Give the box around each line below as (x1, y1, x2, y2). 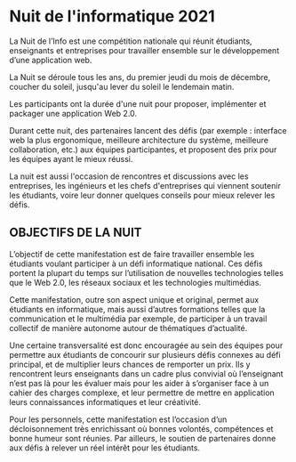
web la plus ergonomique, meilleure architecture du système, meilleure (9, 134, 269, 145)
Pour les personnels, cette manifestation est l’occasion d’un (9, 414, 228, 425)
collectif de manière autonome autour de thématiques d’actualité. (9, 322, 248, 333)
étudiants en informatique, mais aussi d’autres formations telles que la (9, 304, 266, 314)
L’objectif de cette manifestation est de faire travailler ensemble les (9, 248, 255, 259)
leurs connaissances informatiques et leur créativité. (9, 396, 202, 407)
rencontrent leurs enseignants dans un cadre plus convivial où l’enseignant (9, 368, 284, 379)
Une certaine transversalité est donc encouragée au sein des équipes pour (9, 340, 284, 351)
